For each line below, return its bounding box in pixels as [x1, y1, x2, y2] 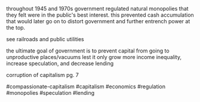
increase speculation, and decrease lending [6, 60, 114, 67]
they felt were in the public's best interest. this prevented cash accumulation [6, 11, 194, 18]
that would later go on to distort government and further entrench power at [6, 18, 190, 24]
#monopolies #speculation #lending [6, 89, 95, 96]
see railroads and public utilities [6, 36, 85, 42]
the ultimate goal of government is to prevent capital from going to [6, 47, 170, 54]
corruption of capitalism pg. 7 [6, 72, 79, 78]
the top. [6, 24, 26, 31]
